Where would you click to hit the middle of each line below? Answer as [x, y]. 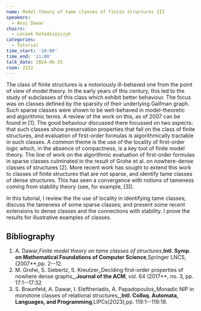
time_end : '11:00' [29, 56]
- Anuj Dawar [28, 23]
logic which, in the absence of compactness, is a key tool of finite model [95, 148]
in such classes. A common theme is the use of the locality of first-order [95, 142]
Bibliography [31, 236]
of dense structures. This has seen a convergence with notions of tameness [100, 180]
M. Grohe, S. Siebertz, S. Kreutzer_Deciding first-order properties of [99, 270]
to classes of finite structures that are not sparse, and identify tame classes [100, 174]
